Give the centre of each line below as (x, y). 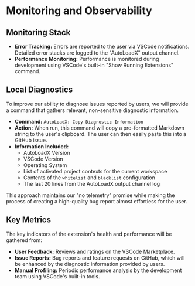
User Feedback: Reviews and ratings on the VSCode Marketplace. (95, 251)
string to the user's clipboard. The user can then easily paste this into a (100, 134)
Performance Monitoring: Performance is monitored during (87, 59)
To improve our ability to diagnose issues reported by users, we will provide (97, 104)
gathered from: (24, 240)
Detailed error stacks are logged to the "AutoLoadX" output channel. (97, 53)
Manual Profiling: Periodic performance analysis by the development (98, 270)
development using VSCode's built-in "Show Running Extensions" (94, 65)
